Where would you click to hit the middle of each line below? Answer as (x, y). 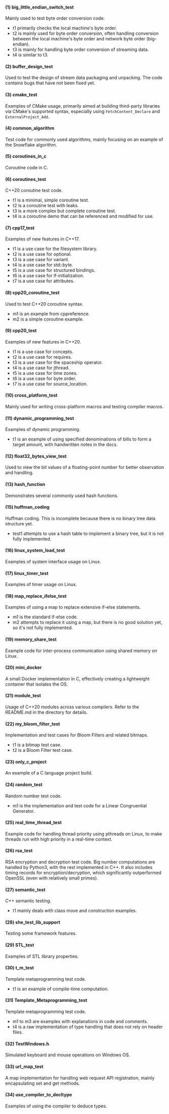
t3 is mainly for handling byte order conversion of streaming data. (80, 50)
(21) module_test (23, 696)
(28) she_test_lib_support (33, 922)
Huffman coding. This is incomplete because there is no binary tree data (80, 518)
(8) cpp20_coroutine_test (32, 293)
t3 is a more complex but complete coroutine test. (64, 211)
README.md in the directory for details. (46, 712)
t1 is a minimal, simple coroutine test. (51, 200)
